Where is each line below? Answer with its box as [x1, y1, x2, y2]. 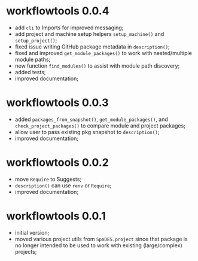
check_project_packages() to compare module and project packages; [14, 122, 185, 129]
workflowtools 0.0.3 [6, 96, 109, 110]
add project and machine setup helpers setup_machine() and [14, 30, 165, 37]
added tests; [14, 68, 46, 75]
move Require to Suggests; [14, 175, 82, 183]
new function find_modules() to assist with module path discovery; [14, 62, 180, 69]
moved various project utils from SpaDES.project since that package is [14, 235, 188, 242]
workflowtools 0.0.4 [6, 4, 109, 18]
